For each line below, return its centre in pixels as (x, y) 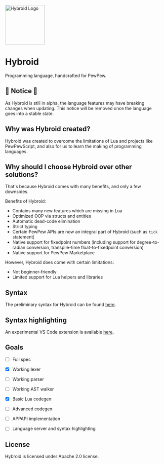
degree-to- (148, 242)
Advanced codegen (32, 409)
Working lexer (26, 369)
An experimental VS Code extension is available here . (60, 332)
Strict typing (25, 227)
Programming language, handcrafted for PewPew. (56, 76)
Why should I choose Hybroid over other (69, 167)
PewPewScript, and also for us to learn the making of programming (73, 146)
